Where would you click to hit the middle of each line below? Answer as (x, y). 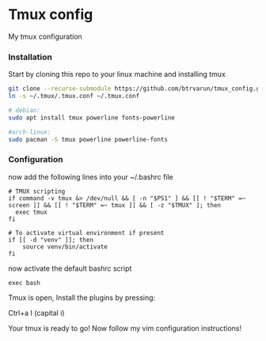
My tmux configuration (46, 36)
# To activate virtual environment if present (86, 233)
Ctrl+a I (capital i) (36, 313)
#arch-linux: (30, 132)
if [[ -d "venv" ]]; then (51, 240)
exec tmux (31, 212)
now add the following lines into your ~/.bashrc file (91, 176)
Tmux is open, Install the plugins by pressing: (82, 297)
